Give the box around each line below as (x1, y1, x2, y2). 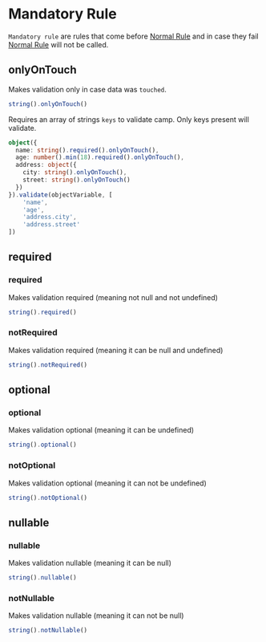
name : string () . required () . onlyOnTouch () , (15, 146, 159, 154)
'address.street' (22, 221, 81, 229)
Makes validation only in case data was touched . (8, 84, 167, 94)
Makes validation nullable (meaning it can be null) (8, 559, 172, 568)
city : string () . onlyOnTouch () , (22, 169, 127, 177)
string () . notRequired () (8, 360, 88, 369)
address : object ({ (15, 161, 78, 169)
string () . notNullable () (8, 627, 88, 635)
